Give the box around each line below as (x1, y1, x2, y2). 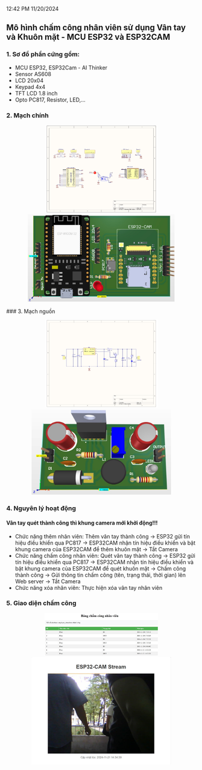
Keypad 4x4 (14, 83, 46, 90)
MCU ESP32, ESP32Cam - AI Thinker (14, 63, 107, 71)
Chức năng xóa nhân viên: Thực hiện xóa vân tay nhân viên (14, 584, 163, 591)
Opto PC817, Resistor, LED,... (14, 96, 86, 103)
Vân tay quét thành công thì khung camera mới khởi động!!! (6, 519, 158, 526)
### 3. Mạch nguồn (6, 308, 55, 315)
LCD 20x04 (14, 77, 44, 84)
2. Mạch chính (6, 111, 49, 120)
